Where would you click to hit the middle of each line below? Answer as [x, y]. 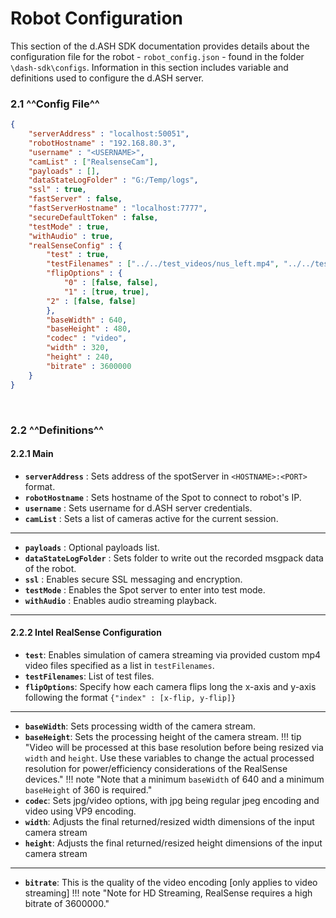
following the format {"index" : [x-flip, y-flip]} [130, 697]
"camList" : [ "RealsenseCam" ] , [93, 162]
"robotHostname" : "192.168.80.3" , [102, 143]
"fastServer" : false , [75, 199]
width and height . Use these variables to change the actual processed [169, 758]
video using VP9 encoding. [80, 811]
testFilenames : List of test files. [89, 676]
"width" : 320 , [78, 348]
